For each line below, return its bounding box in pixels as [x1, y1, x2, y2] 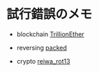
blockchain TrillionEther [16, 29, 84, 38]
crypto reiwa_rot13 [16, 57, 70, 65]
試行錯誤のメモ [6, 6, 93, 22]
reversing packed [16, 43, 67, 52]
